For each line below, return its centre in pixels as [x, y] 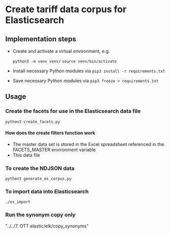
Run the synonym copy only [40, 215]
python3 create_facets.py [33, 122]
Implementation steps [41, 39]
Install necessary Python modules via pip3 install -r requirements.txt [89, 71]
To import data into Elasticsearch [47, 192]
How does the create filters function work [50, 133]
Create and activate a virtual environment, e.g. [61, 51]
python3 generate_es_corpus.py [38, 179]
